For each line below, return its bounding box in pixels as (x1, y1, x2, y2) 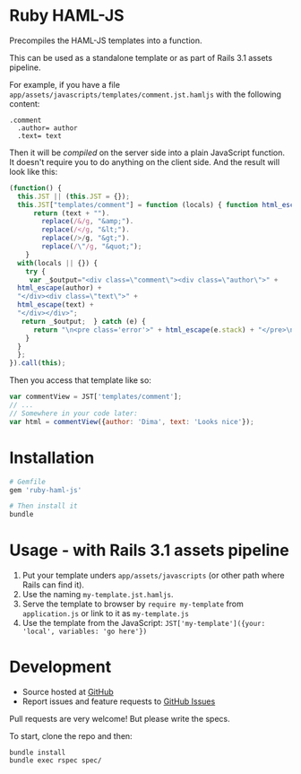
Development (9, 657, 112, 677)
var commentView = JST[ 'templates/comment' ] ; (9, 392, 182, 402)
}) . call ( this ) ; (9, 359, 66, 368)
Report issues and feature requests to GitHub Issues (21, 696, 216, 707)
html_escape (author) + (17, 283, 102, 292)
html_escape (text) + (17, 300, 94, 309)
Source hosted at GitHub (21, 687, 114, 697)
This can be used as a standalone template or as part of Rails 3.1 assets (9, 52, 273, 63)
